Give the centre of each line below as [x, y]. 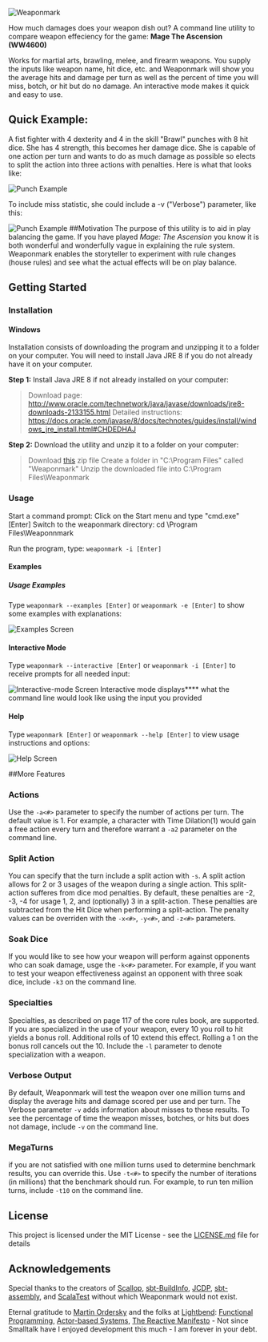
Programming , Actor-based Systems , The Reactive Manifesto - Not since [129, 1320]
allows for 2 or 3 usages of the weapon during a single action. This [118, 884]
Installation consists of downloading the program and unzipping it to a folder [134, 347]
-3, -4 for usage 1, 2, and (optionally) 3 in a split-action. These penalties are [133, 901]
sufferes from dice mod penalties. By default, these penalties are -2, [143, 893]
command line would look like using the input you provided [105, 698]
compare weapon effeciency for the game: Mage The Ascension [115, 36]
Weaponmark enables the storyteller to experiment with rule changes [122, 253]
